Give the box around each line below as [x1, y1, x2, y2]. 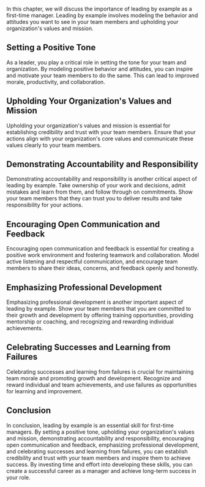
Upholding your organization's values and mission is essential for [6, 122, 171, 129]
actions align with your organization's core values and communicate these [6, 135, 194, 142]
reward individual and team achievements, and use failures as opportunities [6, 381, 197, 388]
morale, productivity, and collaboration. [6, 78, 105, 85]
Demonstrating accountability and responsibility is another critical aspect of [6, 175, 198, 183]
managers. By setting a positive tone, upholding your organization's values [6, 428, 195, 436]
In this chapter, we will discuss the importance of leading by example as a [6, 6, 193, 12]
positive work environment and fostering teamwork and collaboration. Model [6, 251, 199, 259]
